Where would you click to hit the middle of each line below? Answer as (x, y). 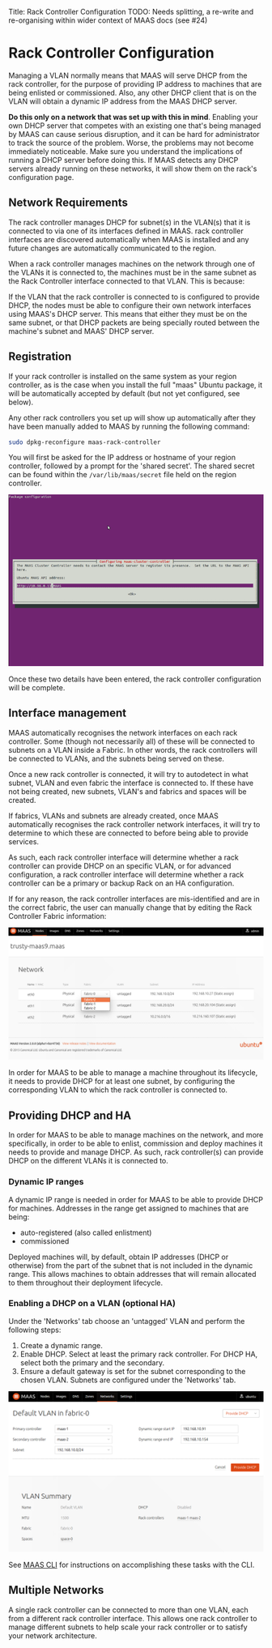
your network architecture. (53, 1635)
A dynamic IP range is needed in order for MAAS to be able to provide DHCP (136, 1199)
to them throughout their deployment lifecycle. (86, 1283)
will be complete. (37, 687)
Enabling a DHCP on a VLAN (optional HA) (92, 1304)
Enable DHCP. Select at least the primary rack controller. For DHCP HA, (139, 1354)
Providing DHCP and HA (70, 1115)
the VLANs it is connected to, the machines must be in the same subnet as (132, 272)
